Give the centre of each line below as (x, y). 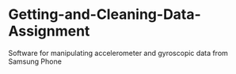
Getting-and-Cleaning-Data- (105, 15)
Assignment (49, 31)
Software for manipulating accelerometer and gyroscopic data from (118, 53)
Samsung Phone (35, 61)
